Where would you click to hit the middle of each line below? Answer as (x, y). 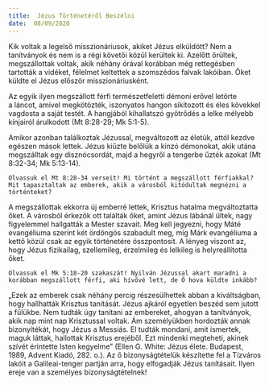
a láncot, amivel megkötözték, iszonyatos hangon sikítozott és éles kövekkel (134, 105)
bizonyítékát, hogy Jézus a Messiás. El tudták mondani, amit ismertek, (125, 329)
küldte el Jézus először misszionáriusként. (79, 81)
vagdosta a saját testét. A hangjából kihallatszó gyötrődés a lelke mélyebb (131, 113)
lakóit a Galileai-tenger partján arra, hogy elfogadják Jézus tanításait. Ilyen (132, 363)
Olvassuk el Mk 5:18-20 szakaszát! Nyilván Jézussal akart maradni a (128, 273)
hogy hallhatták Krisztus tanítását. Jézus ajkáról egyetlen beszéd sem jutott (134, 304)
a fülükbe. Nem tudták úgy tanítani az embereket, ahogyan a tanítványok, (130, 312)
